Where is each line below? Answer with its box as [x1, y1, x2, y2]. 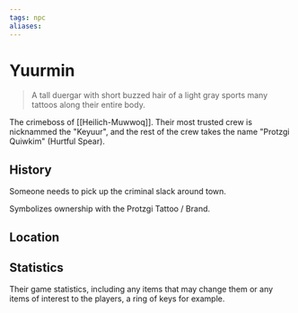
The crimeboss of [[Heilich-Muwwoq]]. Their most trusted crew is [9, 117, 253, 128]
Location [9, 229, 60, 245]
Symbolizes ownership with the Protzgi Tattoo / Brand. [9, 203, 211, 214]
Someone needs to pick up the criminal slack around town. [9, 186, 227, 197]
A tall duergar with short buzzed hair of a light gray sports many [31, 90, 268, 101]
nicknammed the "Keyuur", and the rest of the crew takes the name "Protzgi [9, 127, 290, 138]
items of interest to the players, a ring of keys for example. [9, 293, 225, 304]
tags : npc [9, 13, 47, 22]
